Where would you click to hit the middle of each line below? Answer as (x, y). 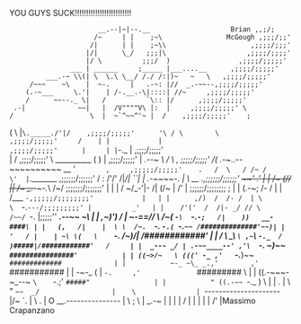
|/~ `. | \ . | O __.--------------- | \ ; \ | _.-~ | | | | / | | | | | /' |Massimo (133, 301)
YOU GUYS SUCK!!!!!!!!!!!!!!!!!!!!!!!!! (71, 13)
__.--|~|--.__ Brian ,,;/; (186, 30)
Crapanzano (32, 310)
